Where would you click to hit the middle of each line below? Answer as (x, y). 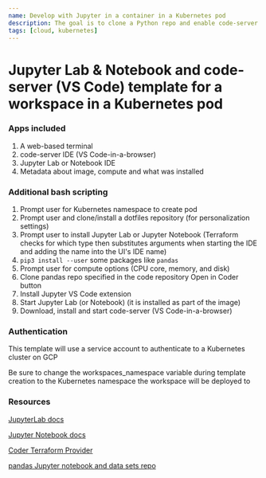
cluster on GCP (33, 357)
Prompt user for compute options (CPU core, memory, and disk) (125, 268)
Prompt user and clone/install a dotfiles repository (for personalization (135, 218)
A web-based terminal (56, 146)
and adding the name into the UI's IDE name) (93, 252)
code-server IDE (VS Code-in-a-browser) (88, 154)
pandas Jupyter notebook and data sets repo (82, 465)
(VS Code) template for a (139, 86)
